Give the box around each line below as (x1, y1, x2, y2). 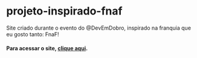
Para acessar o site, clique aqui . (6, 44, 88, 52)
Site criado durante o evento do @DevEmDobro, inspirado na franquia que (6, 24, 192, 31)
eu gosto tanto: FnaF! (6, 30, 59, 37)
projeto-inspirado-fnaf (6, 4, 123, 18)
